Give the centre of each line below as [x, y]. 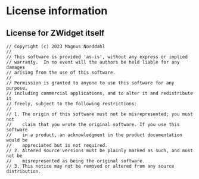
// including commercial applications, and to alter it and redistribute [100, 93]
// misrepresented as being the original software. [76, 161]
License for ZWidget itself [55, 33]
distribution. [24, 171]
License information [57, 11]
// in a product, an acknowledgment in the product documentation [94, 135]
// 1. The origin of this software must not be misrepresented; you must [100, 114]
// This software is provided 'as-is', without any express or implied [97, 57]
